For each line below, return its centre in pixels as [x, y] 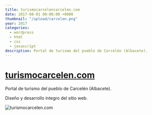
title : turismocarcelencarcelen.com [42, 10]
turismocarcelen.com [50, 75]
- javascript [23, 46]
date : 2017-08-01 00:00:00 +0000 [39, 14]
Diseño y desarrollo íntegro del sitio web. [46, 98]
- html [16, 37]
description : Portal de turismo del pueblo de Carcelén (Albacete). [76, 51]
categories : [17, 28]
